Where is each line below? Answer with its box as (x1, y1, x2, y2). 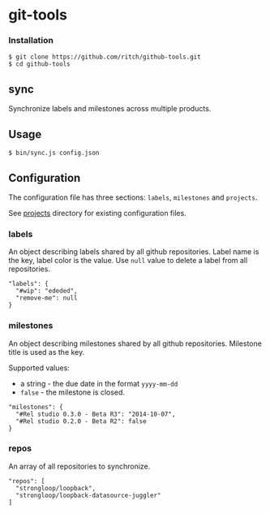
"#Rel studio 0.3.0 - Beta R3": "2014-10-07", (15, 410, 176, 418)
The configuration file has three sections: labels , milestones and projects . (8, 192, 258, 202)
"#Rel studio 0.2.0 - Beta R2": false (15, 417, 148, 425)
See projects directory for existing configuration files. (8, 208, 186, 218)
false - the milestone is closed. (19, 387, 126, 397)
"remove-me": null (15, 294, 79, 302)
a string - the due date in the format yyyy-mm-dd (19, 378, 178, 388)
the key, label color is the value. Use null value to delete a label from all (8, 256, 248, 266)
